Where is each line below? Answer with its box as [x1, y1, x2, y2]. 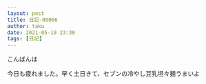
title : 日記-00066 [7, 16, 58, 23]
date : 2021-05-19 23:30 [7, 29, 76, 36]
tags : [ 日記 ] [7, 36, 43, 42]
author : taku [7, 23, 45, 29]
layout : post [7, 10, 45, 17]
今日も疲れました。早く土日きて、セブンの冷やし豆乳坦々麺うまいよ [7, 70, 200, 78]
